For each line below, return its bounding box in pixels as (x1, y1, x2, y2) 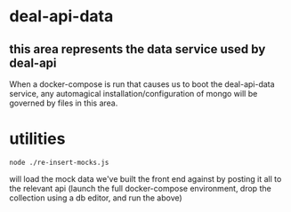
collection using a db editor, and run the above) (9, 192, 182, 203)
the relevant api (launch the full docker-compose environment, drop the (9, 183, 271, 193)
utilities (9, 129, 66, 149)
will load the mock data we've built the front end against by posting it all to (9, 173, 282, 184)
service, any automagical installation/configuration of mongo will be (9, 89, 258, 98)
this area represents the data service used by (9, 42, 266, 57)
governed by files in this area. (9, 98, 118, 108)
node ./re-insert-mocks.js (9, 158, 109, 167)
